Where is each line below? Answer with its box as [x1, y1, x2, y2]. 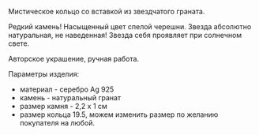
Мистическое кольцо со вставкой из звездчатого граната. [8, 7, 205, 16]
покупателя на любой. [19, 118, 96, 127]
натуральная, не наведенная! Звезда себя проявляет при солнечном [8, 31, 242, 39]
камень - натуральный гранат [19, 93, 121, 102]
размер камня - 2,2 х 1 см [19, 102, 108, 111]
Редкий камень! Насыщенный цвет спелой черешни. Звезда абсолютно [8, 22, 252, 31]
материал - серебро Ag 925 [19, 84, 114, 94]
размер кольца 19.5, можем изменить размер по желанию [19, 110, 219, 119]
